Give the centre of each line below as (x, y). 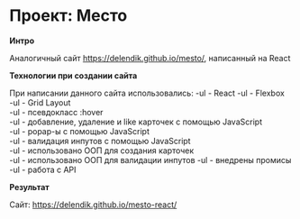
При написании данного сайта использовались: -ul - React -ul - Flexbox (147, 93)
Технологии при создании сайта (73, 75)
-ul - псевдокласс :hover (56, 112)
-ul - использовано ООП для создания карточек (102, 151)
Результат (29, 187)
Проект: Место (68, 16)
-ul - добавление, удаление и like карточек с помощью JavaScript (136, 122)
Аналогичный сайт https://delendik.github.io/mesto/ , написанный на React (150, 58)
